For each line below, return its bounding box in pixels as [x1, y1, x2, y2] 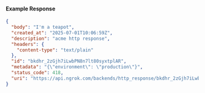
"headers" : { [11, 41, 45, 47]
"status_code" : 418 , [11, 70, 64, 76]
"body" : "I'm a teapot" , [11, 24, 75, 31]
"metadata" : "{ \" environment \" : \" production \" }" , [11, 64, 143, 70]
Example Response [6, 5, 56, 12]
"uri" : [11, 75, 28, 81]
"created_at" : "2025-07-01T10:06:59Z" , [11, 29, 113, 36]
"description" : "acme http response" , [11, 35, 111, 42]
